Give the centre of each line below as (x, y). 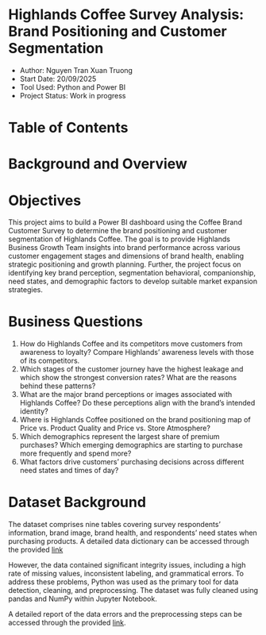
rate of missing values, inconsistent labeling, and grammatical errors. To (126, 574)
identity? (34, 411)
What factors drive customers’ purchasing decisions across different (132, 462)
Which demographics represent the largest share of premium (120, 437)
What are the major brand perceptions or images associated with (126, 394)
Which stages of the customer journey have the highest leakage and (131, 369)
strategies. (26, 290)
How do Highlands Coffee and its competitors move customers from (131, 344)
